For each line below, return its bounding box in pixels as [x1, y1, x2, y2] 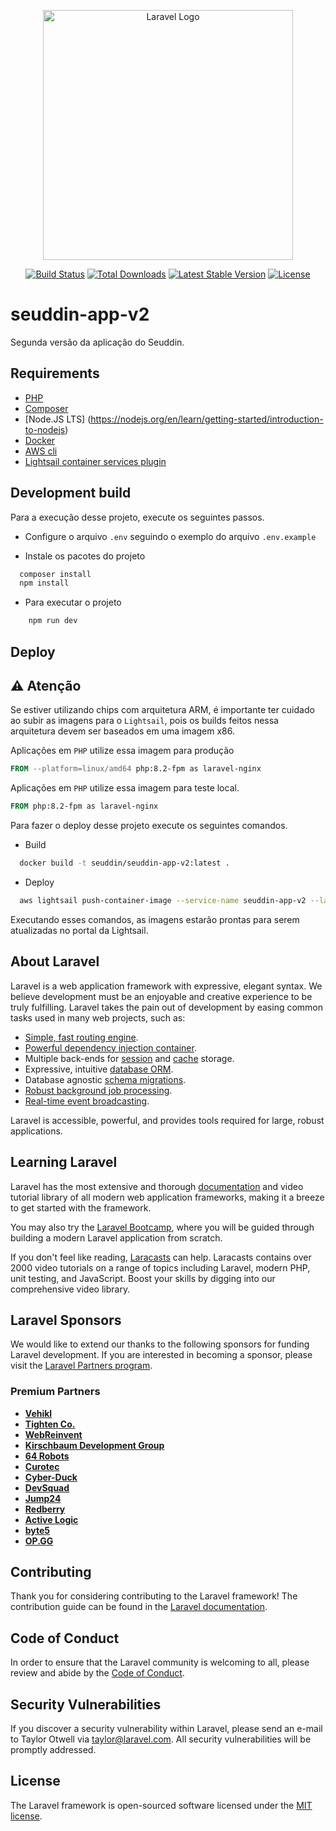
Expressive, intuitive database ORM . [24, 1063, 174, 1075]
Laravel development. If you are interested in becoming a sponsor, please [10, 1349, 313, 1361]
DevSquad [24, 1481, 70, 1494]
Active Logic [24, 1513, 79, 1525]
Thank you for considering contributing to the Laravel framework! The [10, 1590, 298, 1602]
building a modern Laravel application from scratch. [10, 1231, 223, 1244]
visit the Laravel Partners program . [10, 1360, 153, 1372]
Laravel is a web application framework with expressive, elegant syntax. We [10, 980, 323, 992]
